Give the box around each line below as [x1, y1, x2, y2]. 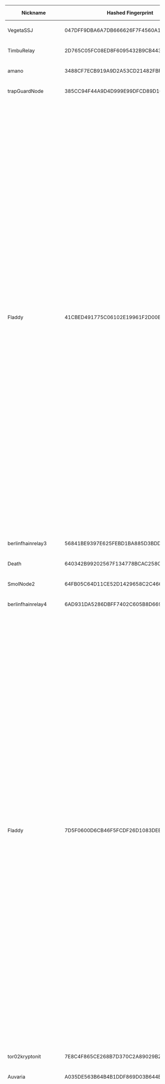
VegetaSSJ [7, 27, 33, 33]
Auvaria [7, 1074, 26, 1080]
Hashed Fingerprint [107, 9, 154, 16]
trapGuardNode [7, 88, 44, 94]
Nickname [21, 9, 46, 16]
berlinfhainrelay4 [7, 601, 47, 608]
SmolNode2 [7, 581, 35, 587]
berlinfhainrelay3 [7, 540, 47, 547]
